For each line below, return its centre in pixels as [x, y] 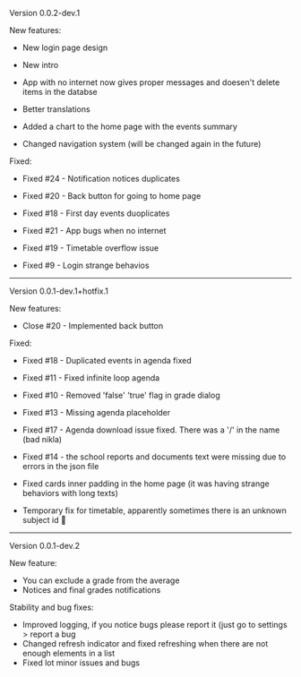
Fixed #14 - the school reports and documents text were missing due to [154, 457]
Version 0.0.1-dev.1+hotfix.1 [59, 291]
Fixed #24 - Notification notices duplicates [101, 179]
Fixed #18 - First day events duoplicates [96, 213]
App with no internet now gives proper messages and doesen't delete [151, 82]
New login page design [65, 47]
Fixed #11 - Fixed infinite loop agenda [91, 378]
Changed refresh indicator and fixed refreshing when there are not [145, 643]
